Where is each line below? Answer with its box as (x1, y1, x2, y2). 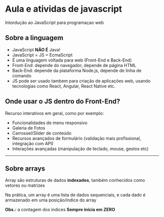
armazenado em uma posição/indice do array (5, 197, 97, 203)
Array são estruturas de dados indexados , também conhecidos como (5, 177, 145, 183)
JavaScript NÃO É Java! (12, 46, 61, 52)
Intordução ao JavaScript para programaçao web (5, 20, 104, 25)
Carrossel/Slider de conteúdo (12, 130, 72, 136)
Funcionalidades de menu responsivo (12, 120, 88, 126)
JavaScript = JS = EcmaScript (12, 52, 73, 58)
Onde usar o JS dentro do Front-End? (5, 97, 121, 106)
